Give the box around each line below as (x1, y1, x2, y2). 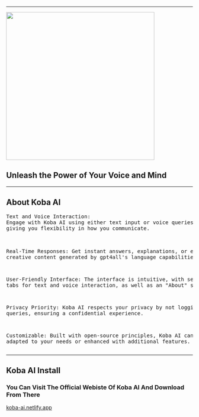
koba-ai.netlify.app (6, 404, 52, 411)
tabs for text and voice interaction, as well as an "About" (6, 282, 188, 289)
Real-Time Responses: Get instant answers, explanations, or (6, 248, 188, 254)
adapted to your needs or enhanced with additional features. (6, 338, 191, 345)
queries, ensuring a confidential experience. (6, 310, 144, 316)
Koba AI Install (6, 366, 61, 376)
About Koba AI (6, 198, 61, 208)
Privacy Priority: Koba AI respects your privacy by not (6, 304, 175, 311)
